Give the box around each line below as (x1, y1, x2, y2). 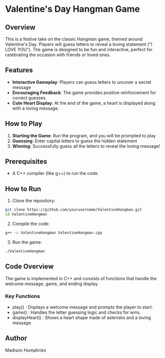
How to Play (5, 120, 43, 128)
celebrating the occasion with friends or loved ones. (5, 52, 111, 58)
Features (5, 66, 33, 74)
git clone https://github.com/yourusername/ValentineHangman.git (5, 207, 142, 212)
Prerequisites (5, 158, 47, 166)
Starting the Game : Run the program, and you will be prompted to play (12, 132, 156, 138)
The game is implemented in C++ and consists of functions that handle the (5, 275, 157, 281)
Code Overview (5, 262, 54, 271)
